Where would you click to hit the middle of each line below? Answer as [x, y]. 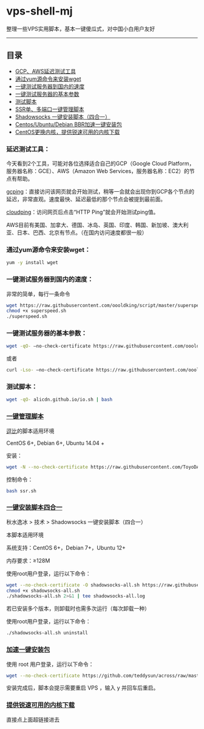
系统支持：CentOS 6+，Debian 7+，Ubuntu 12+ [66, 548]
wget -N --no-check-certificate [47, 467]
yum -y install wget [32, 263]
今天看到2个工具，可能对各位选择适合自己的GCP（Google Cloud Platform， [100, 164]
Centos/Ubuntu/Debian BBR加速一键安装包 [69, 124]
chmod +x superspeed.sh [36, 311]
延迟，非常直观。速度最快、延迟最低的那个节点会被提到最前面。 [86, 199]
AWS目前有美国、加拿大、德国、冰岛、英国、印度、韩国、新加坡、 [90, 225]
